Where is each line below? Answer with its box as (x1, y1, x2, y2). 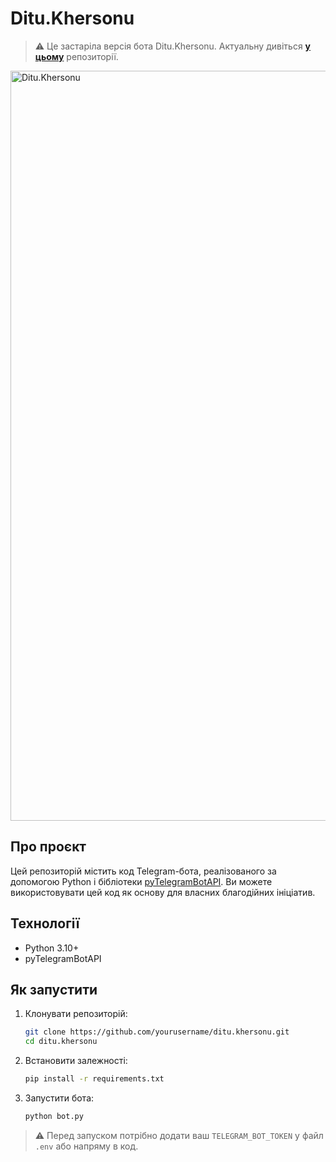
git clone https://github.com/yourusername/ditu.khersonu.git (24, 1027, 290, 1037)
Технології (10, 915, 80, 932)
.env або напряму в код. (34, 1140, 139, 1152)
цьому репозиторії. (34, 50, 119, 62)
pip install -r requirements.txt (24, 1074, 165, 1084)
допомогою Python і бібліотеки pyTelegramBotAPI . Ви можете (10, 875, 273, 887)
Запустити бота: (24, 1092, 95, 1104)
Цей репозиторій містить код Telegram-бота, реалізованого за (10, 865, 277, 877)
